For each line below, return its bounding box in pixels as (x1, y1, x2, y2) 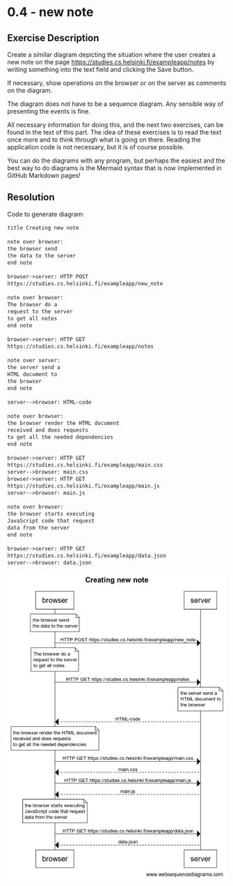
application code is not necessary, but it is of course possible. (7, 143, 185, 151)
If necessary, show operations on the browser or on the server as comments (7, 79, 227, 87)
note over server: (7, 356, 61, 363)
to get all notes (7, 315, 58, 322)
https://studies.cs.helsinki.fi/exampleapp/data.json (7, 552, 167, 559)
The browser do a (7, 301, 58, 308)
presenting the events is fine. (7, 107, 90, 115)
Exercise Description (7, 32, 99, 44)
